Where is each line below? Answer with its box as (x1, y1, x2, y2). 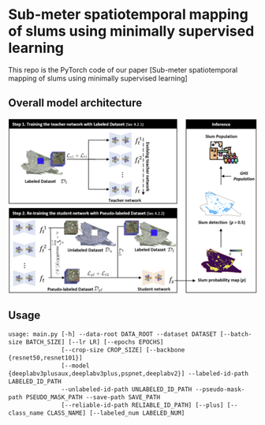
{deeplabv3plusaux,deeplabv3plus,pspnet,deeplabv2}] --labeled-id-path (8, 370, 248, 378)
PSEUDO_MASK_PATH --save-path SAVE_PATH (25, 393, 160, 401)
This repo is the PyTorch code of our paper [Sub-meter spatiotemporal (8, 65, 238, 74)
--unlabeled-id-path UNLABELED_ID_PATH (61, 386, 192, 393)
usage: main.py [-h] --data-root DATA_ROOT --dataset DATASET (8, 330, 217, 338)
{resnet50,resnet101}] (8, 354, 83, 362)
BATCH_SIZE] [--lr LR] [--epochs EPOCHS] (25, 338, 164, 346)
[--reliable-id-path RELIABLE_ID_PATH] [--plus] (61, 401, 224, 409)
